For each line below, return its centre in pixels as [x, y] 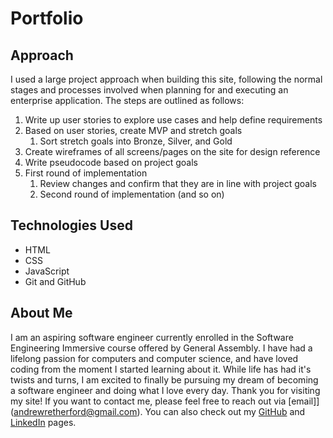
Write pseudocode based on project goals [111, 162]
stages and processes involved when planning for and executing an [149, 90]
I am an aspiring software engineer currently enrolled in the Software [152, 337]
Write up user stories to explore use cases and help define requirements [173, 120]
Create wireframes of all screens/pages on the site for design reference [172, 151]
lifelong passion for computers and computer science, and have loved [154, 358]
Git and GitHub [55, 281]
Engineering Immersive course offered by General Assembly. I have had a [161, 348]
